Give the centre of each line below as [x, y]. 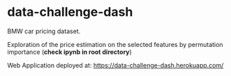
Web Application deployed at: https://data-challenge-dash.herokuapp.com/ [115, 65]
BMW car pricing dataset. [44, 31]
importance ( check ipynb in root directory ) [70, 52]
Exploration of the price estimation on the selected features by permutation [115, 44]
